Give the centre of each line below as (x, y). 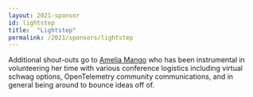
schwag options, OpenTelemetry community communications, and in (121, 76)
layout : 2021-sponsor (44, 15)
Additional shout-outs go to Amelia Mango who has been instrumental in (127, 60)
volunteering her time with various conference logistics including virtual (125, 69)
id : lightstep (32, 23)
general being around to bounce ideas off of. (82, 85)
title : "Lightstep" (43, 30)
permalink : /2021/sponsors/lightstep (71, 37)
